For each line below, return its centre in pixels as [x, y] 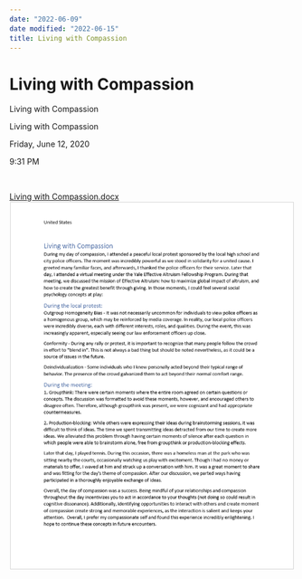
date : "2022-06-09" [46, 19]
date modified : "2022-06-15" [64, 28]
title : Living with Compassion [68, 38]
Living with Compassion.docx [64, 197]
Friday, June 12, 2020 [50, 144]
